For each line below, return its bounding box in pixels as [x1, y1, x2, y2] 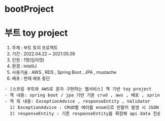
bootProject [4, 3, 54, 15]
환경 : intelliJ [11, 63, 37, 69]
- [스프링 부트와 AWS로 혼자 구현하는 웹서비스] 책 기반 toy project [4, 86, 152, 92]
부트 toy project [4, 28, 68, 39]
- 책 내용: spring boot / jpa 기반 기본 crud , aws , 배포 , [4, 92, 145, 98]
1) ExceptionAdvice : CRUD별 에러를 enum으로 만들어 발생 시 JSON [9, 105, 159, 110]
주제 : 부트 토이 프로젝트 [11, 45, 58, 51]
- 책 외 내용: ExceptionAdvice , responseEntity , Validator [4, 98, 151, 104]
